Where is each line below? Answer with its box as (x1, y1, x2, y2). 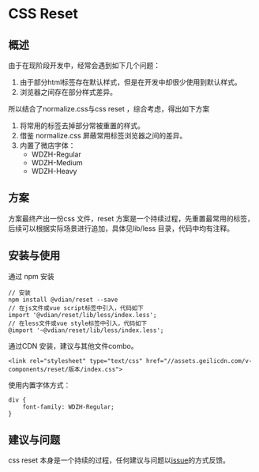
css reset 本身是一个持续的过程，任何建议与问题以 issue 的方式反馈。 (8, 455, 231, 465)
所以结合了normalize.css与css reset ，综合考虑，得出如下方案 (8, 104, 210, 113)
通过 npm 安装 (8, 271, 54, 281)
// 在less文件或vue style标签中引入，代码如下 (8, 319, 148, 327)
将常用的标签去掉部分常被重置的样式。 (19, 121, 145, 130)
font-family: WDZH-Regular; (22, 402, 114, 411)
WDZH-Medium (31, 158, 83, 167)
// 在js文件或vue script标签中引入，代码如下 (8, 304, 144, 312)
